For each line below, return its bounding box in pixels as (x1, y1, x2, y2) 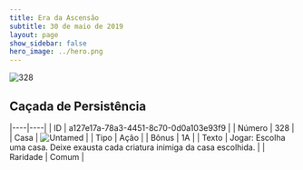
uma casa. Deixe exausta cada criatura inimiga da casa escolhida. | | (9, 142, 266, 153)
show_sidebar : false (9, 38, 88, 48)
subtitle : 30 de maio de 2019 (9, 22, 124, 31)
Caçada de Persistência (9, 98, 147, 114)
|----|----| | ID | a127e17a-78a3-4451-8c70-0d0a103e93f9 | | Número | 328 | (9, 122, 295, 133)
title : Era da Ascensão (9, 13, 100, 23)
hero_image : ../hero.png (9, 47, 103, 56)
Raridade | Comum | (9, 151, 84, 162)
